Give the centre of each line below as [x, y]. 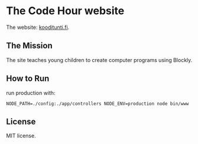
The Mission [29, 46]
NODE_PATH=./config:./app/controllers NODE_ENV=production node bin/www [98, 104]
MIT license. [21, 136]
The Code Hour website [65, 11]
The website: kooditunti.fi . [38, 27]
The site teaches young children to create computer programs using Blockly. [99, 60]
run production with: [31, 93]
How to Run [28, 79]
